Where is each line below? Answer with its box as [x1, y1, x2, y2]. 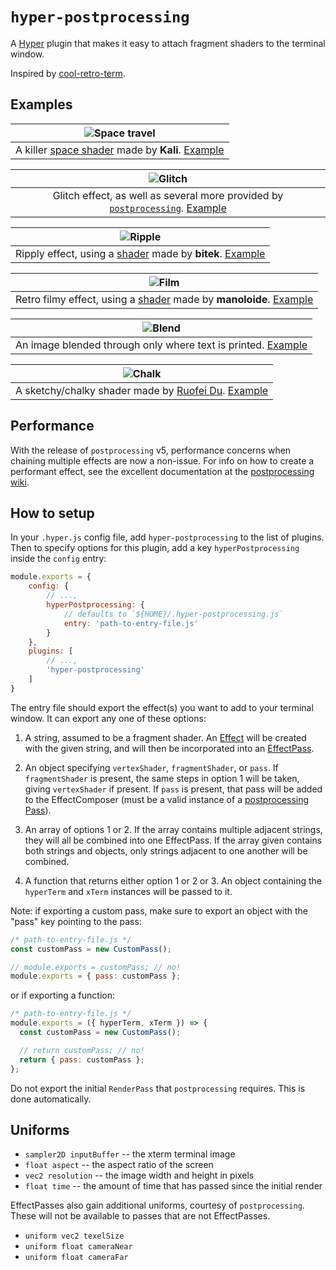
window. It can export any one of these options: [10, 712, 207, 724]
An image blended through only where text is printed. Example [15, 338, 308, 352]
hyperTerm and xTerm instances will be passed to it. [24, 885, 233, 897]
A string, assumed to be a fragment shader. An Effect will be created [24, 731, 307, 743]
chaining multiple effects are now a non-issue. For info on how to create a [10, 454, 315, 467]
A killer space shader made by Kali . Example [15, 143, 225, 157]
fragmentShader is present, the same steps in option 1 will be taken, [24, 772, 300, 784]
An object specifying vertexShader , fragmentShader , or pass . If [24, 761, 279, 773]
